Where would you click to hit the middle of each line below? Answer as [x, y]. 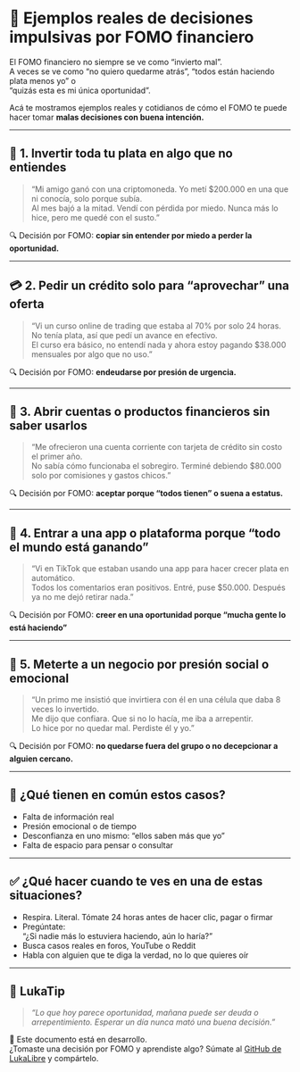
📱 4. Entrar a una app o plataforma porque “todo [145, 533]
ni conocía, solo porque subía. [87, 198]
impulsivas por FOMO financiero [132, 37]
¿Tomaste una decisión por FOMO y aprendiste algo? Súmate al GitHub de [146, 1049]
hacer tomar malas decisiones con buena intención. [107, 117]
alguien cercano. [42, 759]
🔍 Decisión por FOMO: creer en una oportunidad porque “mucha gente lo [148, 615]
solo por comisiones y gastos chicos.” [101, 476]
